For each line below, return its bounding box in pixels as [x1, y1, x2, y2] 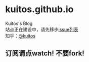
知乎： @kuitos [5, 33, 36, 39]
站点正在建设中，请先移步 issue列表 [5, 26, 78, 33]
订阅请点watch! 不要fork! [5, 49, 84, 58]
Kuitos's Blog [5, 20, 33, 26]
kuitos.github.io [5, 4, 74, 15]
